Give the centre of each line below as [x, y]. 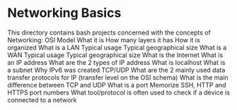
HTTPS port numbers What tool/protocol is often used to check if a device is [118, 92]
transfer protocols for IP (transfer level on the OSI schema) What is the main [118, 77]
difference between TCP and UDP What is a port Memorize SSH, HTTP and [117, 85]
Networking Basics [64, 13]
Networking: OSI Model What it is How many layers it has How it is [104, 39]
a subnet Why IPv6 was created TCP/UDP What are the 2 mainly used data [116, 70]
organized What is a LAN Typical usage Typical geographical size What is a [117, 47]
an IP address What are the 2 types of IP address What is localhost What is [116, 62]
